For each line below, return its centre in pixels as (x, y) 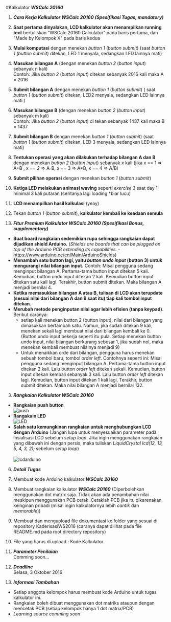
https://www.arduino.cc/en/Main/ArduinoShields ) (65, 255)
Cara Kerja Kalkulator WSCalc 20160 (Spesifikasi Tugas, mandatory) (88, 17)
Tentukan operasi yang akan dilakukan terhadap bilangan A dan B (84, 157)
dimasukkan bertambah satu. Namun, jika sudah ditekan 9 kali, (87, 325)
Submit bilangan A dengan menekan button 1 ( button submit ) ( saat (84, 90)
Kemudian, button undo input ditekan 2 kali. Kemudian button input (83, 276)
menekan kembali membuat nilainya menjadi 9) (70, 347)
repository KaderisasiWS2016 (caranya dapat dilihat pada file (77, 526)
